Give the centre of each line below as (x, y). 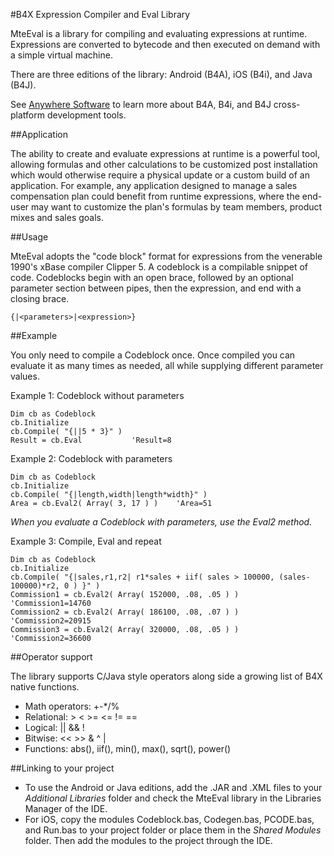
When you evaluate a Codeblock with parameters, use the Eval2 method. (161, 522)
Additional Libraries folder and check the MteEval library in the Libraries (173, 798)
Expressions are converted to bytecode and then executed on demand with (165, 44)
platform (27, 115)
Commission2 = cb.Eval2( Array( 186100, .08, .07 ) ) (125, 612)
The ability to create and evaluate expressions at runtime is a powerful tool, (165, 153)
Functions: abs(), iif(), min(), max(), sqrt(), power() (128, 748)
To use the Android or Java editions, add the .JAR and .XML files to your (173, 787)
